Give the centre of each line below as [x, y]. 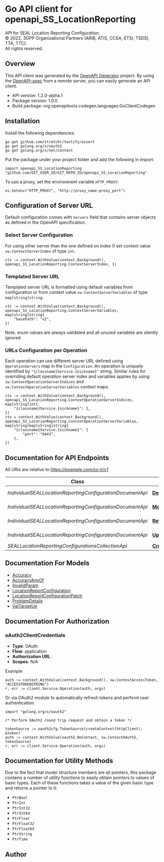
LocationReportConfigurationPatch [47, 595]
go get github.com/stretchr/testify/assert [50, 142]
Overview [20, 64]
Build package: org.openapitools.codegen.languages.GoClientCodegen [83, 105]
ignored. [13, 337]
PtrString [22, 834]
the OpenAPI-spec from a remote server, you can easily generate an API [78, 81]
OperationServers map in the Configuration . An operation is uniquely [74, 366]
